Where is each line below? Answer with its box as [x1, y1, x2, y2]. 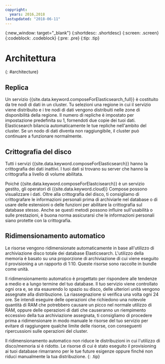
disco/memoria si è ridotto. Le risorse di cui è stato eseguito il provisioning [5, 343, 157, 349]
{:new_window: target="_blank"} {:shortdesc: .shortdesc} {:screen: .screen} [5, 30, 159, 36]
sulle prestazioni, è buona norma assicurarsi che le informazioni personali [5, 212, 155, 218]
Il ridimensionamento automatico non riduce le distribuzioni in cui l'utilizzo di [5, 337, 160, 344]
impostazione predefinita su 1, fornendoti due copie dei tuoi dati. [5, 117, 136, 124]
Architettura [5, 52, 56, 64]
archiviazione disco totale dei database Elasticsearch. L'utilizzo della [5, 250, 144, 256]
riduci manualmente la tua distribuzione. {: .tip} [5, 353, 100, 359]
